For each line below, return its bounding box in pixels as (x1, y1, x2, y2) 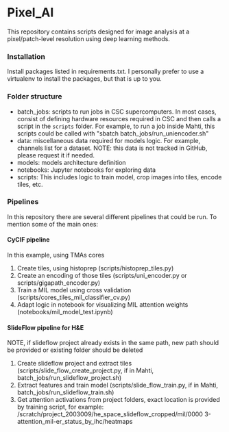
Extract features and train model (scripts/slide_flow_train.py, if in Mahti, (16, 381, 218, 390)
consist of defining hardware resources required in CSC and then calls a (16, 114, 221, 123)
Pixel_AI (7, 5, 54, 21)
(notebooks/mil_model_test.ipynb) (16, 308, 113, 316)
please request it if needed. (16, 151, 95, 159)
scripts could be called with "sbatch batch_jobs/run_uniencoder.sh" (16, 129, 209, 138)
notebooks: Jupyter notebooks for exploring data (16, 166, 156, 174)
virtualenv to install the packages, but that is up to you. (7, 75, 162, 83)
